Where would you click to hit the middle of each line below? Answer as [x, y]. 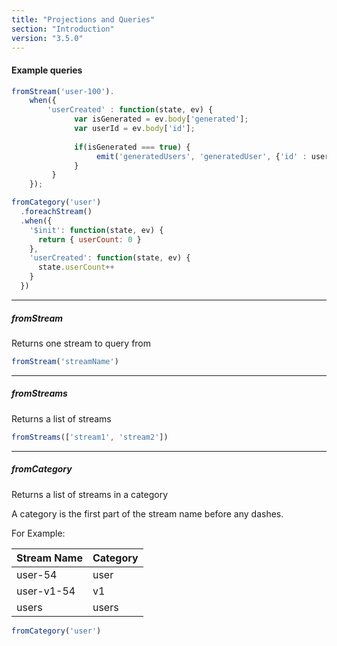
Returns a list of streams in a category [90, 494]
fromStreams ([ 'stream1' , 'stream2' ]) [90, 437]
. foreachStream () [56, 212]
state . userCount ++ [76, 267]
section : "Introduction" [63, 29]
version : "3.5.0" [47, 38]
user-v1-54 [46, 591]
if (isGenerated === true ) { [132, 147]
